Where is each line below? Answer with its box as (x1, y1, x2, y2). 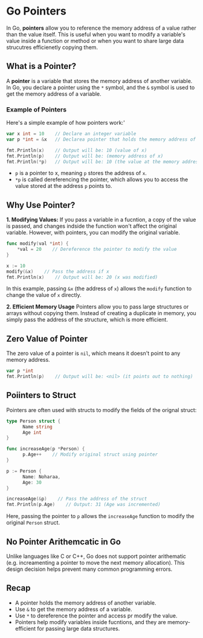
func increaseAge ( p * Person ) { (6, 446, 85, 452)
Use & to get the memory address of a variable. (14, 605, 132, 613)
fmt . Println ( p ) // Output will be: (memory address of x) (6, 153, 164, 159)
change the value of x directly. (6, 291, 82, 299)
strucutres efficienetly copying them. (6, 44, 98, 51)
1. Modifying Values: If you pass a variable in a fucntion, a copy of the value (6, 216, 196, 224)
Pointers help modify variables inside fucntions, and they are (14, 618, 166, 625)
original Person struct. (6, 519, 60, 527)
